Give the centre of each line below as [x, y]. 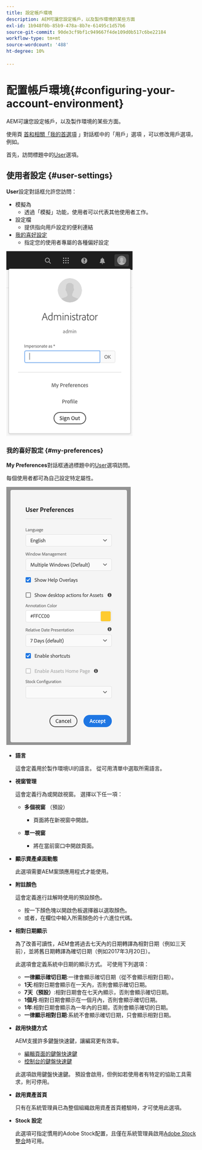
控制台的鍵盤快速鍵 [48, 1061]
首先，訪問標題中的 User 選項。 [44, 154]
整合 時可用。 [31, 1141]
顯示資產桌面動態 [36, 859]
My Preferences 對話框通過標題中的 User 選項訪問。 [70, 465]
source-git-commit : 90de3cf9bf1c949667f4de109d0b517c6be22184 [86, 32]
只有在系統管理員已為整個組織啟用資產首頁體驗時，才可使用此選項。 [100, 1107]
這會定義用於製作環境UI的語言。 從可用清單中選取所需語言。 [90, 768]
